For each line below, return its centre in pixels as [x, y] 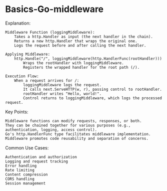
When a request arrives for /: [47, 80]
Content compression [27, 174]
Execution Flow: [22, 76]
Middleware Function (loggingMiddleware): [50, 32]
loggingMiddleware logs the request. [62, 85]
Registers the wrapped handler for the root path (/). [81, 67]
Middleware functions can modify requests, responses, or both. [73, 121]
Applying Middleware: [28, 54]
